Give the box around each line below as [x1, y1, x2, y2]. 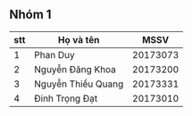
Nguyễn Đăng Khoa [34, 62, 116, 75]
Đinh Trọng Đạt [34, 92, 98, 104]
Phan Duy [34, 48, 75, 61]
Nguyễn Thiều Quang [34, 78, 124, 90]
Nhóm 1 [9, 7, 52, 22]
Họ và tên [57, 33, 100, 46]
